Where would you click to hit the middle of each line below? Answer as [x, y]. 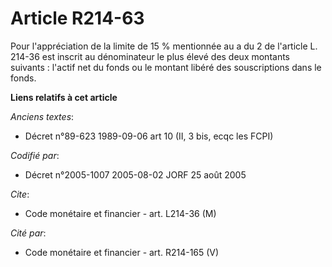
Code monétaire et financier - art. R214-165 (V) [122, 252]
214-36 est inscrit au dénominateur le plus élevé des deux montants [150, 56]
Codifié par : [35, 155]
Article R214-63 [77, 18]
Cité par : [28, 233]
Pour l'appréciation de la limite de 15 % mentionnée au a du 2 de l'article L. [164, 46]
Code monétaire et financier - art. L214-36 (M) [120, 213]
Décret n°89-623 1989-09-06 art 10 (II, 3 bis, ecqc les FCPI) [149, 136]
